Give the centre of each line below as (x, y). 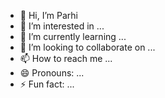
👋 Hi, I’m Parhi (48, 15)
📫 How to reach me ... (66, 58)
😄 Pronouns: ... (52, 73)
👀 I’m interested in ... (62, 26)
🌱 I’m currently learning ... (73, 36)
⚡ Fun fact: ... (47, 84)
